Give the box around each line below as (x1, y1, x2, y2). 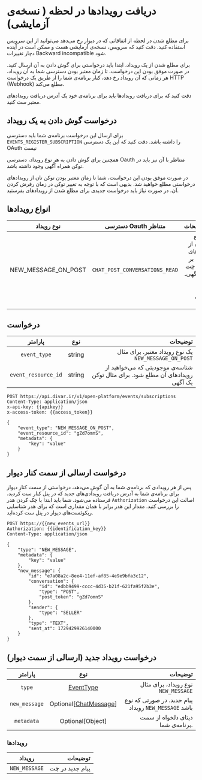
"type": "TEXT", (28, 621, 69, 627)
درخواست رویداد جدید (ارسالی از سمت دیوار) (7, 652, 156, 662)
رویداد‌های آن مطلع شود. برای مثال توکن (92, 371, 193, 379)
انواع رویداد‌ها (7, 204, 50, 214)
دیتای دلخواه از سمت (140, 713, 193, 721)
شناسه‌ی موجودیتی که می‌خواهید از (104, 363, 193, 372)
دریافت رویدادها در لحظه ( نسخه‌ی (7, 4, 156, 18)
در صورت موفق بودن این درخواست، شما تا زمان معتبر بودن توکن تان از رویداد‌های (7, 174, 188, 181)
